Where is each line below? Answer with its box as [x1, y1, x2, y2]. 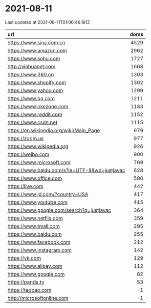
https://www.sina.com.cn [7, 39, 65, 46]
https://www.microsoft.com [7, 159, 71, 166]
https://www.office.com [7, 175, 62, 182]
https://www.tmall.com [7, 223, 60, 229]
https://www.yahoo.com [7, 87, 64, 94]
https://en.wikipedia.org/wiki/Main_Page [7, 127, 100, 134]
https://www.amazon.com [7, 47, 67, 54]
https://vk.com [7, 254, 41, 261]
